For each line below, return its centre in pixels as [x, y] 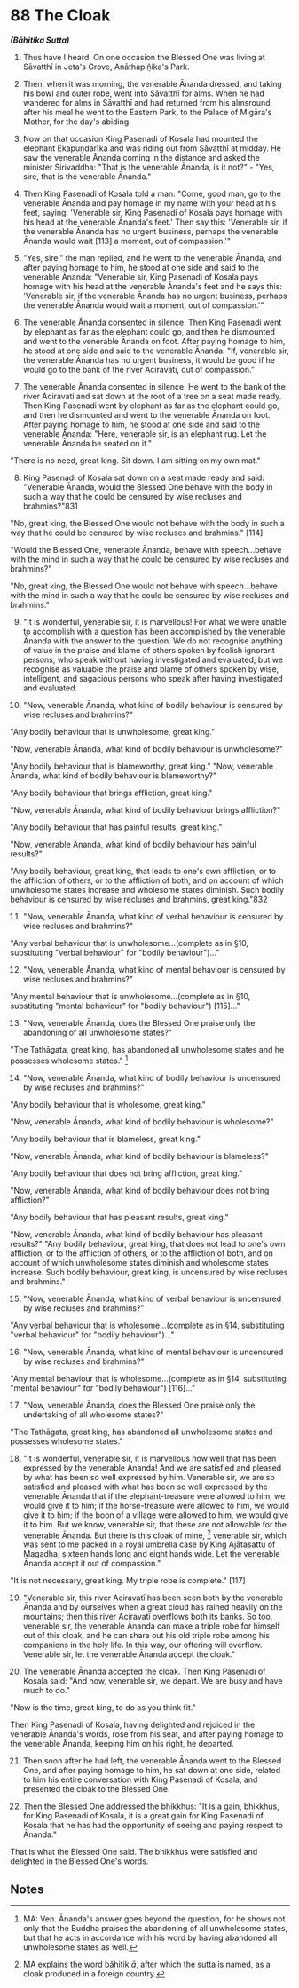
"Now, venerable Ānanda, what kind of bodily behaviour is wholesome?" [142, 1121]
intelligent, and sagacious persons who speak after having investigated [153, 678]
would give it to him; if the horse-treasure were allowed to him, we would [156, 1505]
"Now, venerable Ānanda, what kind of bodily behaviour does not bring [140, 1190]
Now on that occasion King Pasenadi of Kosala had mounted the [140, 138]
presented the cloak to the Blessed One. [96, 1789]
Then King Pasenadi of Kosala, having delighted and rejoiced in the [133, 1725]
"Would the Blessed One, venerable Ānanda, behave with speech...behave [146, 549]
